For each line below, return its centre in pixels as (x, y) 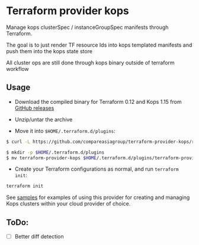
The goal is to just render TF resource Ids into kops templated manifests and (99, 45)
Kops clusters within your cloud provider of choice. (68, 204)
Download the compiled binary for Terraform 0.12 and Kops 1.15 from (98, 102)
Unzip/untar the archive (44, 119)
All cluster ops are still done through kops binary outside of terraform (90, 63)
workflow (17, 68)
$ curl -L (18, 142)
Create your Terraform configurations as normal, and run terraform (97, 169)
